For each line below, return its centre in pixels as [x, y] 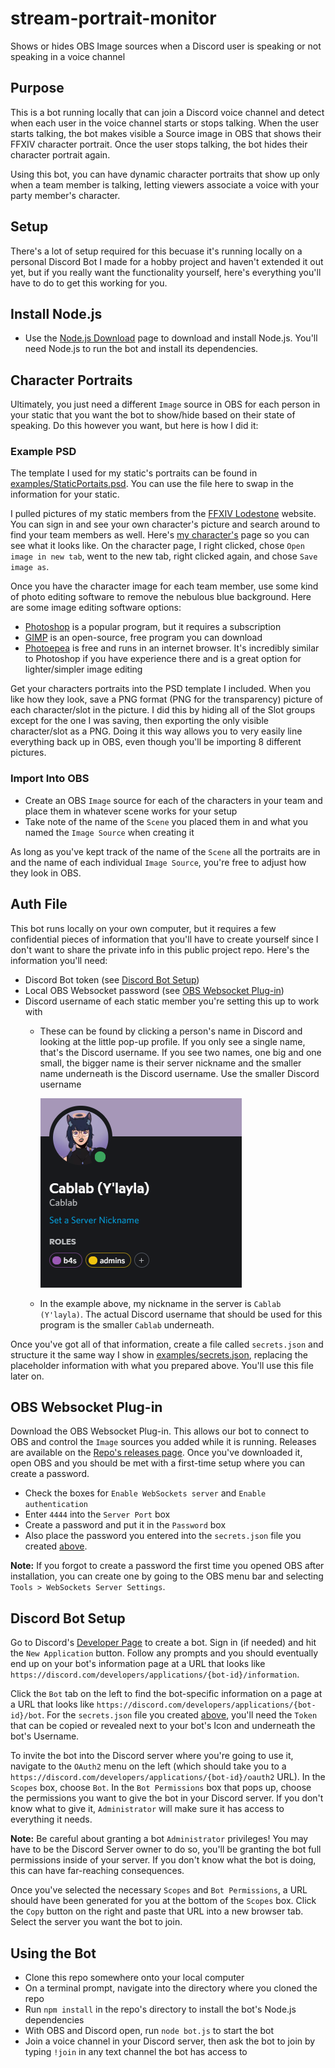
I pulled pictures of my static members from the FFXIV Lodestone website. [163, 514]
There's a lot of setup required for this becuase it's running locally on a [156, 251]
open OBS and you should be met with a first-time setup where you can [158, 1463]
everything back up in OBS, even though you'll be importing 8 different [156, 742]
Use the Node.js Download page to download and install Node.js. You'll [171, 338]
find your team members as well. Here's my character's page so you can [160, 535]
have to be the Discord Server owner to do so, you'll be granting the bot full [166, 1849]
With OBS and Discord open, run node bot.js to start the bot [149, 2031]
